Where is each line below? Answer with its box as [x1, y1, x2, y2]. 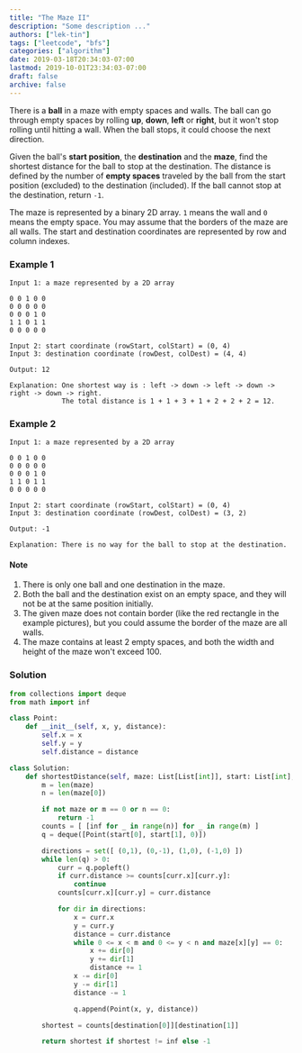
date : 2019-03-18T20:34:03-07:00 [9, 55, 135, 64]
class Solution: [9, 763, 70, 773]
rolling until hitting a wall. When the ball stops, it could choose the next [9, 123, 271, 135]
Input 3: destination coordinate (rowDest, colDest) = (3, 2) [9, 509, 247, 518]
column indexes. [9, 235, 70, 246]
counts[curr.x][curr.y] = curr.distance [57, 888, 211, 897]
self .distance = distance [41, 747, 139, 757]
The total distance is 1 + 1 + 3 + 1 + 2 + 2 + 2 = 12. [61, 396, 276, 405]
